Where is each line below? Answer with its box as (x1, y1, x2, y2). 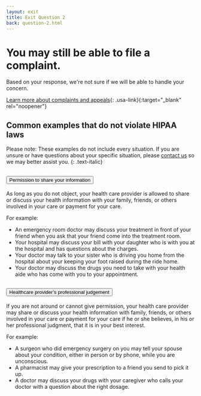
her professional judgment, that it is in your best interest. (6, 322, 145, 329)
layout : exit (6, 8, 39, 15)
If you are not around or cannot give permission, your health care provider (6, 302, 189, 310)
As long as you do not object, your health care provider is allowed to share (6, 190, 190, 197)
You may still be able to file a (6, 46, 151, 59)
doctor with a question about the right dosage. (14, 383, 130, 390)
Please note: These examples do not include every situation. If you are (6, 145, 179, 153)
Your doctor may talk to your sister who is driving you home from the (14, 251, 184, 259)
